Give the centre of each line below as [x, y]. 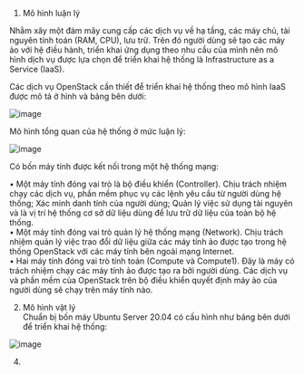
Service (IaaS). [37, 69]
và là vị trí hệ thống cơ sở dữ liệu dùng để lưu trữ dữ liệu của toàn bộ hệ [143, 213]
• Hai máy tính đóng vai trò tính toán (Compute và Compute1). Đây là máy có [152, 261]
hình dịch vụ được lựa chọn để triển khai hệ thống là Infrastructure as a [142, 59]
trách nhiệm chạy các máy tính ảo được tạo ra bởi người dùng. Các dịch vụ [149, 270]
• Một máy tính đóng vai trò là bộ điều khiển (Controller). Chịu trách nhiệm [148, 184]
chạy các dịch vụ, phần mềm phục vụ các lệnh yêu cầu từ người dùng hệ [145, 193]
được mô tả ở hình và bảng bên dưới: [78, 96]
